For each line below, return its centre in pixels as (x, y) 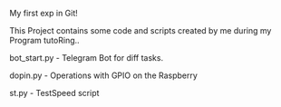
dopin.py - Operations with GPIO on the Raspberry (103, 75)
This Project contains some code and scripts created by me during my (140, 30)
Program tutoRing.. (44, 40)
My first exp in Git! (44, 13)
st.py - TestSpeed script (54, 93)
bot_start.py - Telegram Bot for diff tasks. (87, 58)
